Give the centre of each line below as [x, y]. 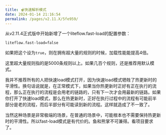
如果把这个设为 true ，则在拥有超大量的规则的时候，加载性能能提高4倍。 [78, 53]
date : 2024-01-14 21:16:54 [33, 14]
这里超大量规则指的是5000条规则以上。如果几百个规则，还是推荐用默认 [78, 63]
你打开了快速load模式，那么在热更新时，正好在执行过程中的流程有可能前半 [81, 98]
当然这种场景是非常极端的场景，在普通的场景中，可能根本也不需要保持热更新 [83, 115]
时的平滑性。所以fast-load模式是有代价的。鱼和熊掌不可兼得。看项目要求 [79, 121]
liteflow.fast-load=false [32, 43]
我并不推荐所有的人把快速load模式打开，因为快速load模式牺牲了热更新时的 [81, 80]
